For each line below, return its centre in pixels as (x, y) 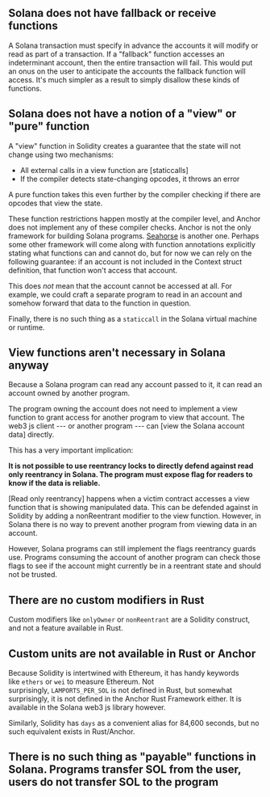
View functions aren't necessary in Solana (117, 353)
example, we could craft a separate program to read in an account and (125, 294)
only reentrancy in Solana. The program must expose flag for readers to (131, 474)
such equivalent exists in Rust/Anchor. (72, 732)
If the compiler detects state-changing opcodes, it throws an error (130, 179)
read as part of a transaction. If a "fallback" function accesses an (116, 54)
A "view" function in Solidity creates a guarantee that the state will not (125, 145)
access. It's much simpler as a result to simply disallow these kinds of (124, 79)
